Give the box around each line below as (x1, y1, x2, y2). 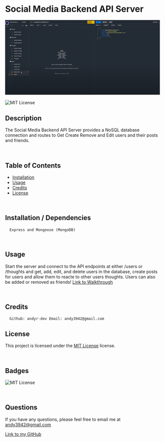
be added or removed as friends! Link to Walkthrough (5, 279, 113, 285)
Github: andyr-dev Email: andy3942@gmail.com (9, 316, 105, 322)
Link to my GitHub (5, 431, 42, 437)
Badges (5, 366, 29, 375)
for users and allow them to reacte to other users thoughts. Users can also (5, 274, 156, 280)
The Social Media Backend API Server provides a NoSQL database (5, 127, 140, 133)
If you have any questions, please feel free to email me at (5, 416, 121, 422)
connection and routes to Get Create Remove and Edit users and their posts (5, 132, 158, 138)
